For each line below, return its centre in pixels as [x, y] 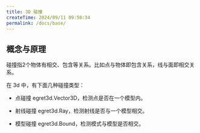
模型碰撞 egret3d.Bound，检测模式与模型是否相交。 [79, 124]
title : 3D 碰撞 [24, 12]
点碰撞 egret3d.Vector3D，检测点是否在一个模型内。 [80, 98]
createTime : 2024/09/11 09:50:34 [48, 18]
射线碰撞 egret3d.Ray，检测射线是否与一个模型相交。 [81, 111]
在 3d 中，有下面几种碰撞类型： [46, 85]
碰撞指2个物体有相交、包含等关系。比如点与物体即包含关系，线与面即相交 [98, 65]
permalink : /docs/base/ [36, 23]
